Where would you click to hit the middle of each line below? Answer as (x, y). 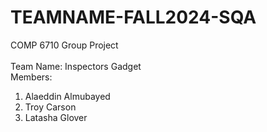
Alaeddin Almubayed (67, 96)
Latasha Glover (56, 117)
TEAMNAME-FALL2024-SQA (133, 17)
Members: (31, 77)
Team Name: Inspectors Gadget (76, 66)
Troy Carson (50, 107)
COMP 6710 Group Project (64, 45)
